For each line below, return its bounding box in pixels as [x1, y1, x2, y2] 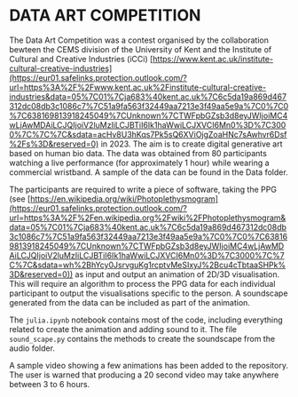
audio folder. [9, 343, 56, 353]
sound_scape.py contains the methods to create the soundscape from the [9, 333, 276, 344]
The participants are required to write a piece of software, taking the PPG [9, 184, 278, 195]
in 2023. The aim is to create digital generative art [100, 139, 283, 149]
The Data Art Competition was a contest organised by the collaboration [9, 35, 269, 45]
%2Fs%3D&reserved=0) [9, 139, 99, 149]
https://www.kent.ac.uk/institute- [152, 53, 273, 64]
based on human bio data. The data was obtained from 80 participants [9, 147, 268, 158]
